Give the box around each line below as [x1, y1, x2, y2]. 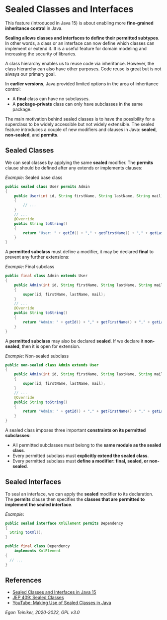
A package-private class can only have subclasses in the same [12, 101, 143, 107]
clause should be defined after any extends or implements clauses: [5, 164, 143, 170]
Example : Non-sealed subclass [5, 353, 69, 359]
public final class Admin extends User [5, 273, 88, 279]
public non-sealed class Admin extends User [5, 362, 99, 367]
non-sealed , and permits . [5, 132, 59, 138]
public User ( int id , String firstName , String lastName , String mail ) [14, 193, 164, 198]
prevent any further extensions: [5, 254, 70, 260]
